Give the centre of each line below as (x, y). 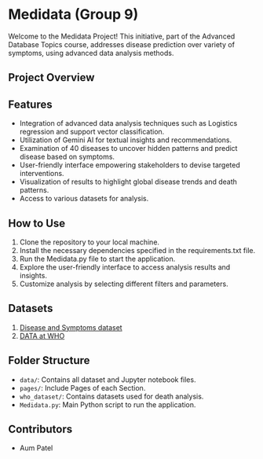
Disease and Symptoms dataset (71, 327)
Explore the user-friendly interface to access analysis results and (125, 267)
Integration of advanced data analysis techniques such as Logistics (128, 123)
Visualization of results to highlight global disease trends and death (128, 182)
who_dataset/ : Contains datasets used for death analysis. (111, 396)
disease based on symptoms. (67, 157)
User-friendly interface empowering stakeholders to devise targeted (130, 165)
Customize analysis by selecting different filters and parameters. (124, 284)
